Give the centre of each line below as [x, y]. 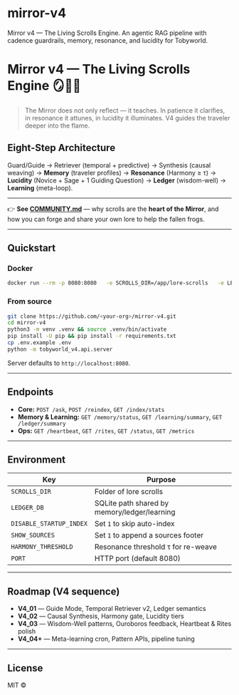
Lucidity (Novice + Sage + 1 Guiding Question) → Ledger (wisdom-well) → [117, 180]
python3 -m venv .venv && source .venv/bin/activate [87, 329]
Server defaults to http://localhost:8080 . [69, 363]
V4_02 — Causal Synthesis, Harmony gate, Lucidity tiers [101, 616]
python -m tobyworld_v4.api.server [60, 349]
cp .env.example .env [39, 343]
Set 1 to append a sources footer [149, 535]
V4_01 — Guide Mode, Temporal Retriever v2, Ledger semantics [112, 609]
